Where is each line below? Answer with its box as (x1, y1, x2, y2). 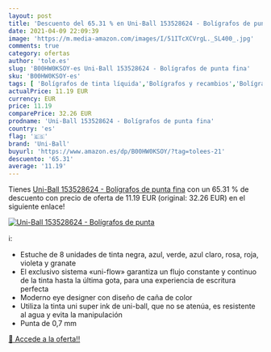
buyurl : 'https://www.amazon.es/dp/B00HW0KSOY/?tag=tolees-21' (8, 147, 226, 155)
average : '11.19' (8, 163, 67, 171)
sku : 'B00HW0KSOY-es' (8, 72, 81, 80)
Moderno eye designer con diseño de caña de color (19, 293, 193, 303)
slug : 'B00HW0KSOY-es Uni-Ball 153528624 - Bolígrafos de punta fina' (8, 65, 251, 73)
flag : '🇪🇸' (8, 132, 48, 140)
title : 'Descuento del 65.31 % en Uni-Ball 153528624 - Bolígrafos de (8, 19, 251, 28)
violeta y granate (19, 258, 77, 268)
